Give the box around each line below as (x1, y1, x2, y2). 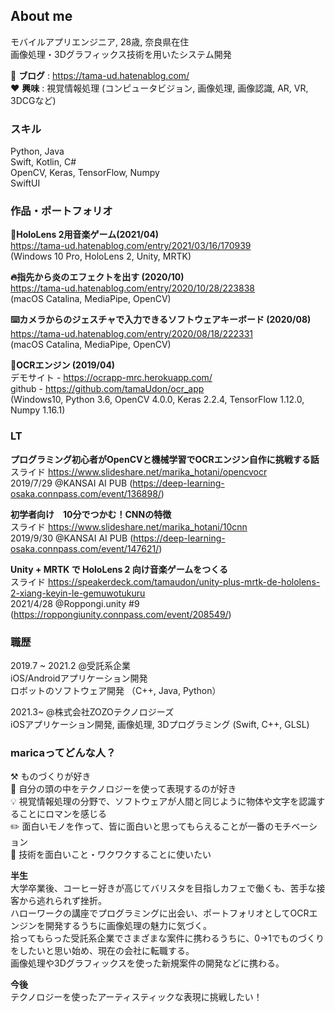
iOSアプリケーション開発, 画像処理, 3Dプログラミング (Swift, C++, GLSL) (10, 719, 310, 730)
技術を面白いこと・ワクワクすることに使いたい (18, 849, 212, 861)
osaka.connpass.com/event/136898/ (10, 487, 162, 499)
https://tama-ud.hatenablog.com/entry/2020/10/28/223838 (10, 282, 255, 294)
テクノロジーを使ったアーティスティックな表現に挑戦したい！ (10, 991, 263, 1003)
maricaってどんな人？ (10, 745, 117, 759)
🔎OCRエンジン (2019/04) (10, 359, 116, 371)
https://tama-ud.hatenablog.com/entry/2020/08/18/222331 (10, 328, 253, 340)
